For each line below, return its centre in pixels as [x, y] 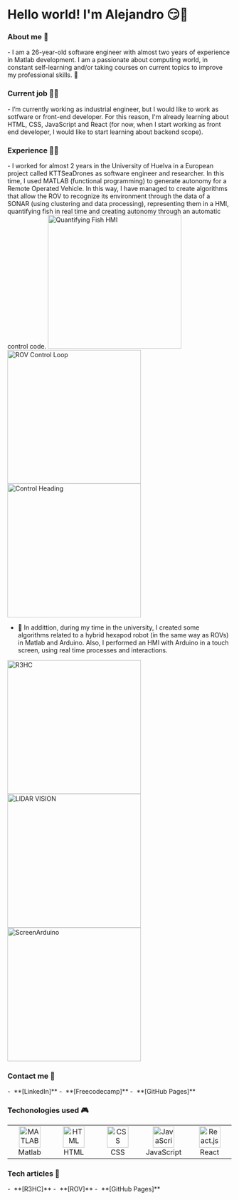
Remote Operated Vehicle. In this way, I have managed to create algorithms [117, 189]
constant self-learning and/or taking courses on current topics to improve [115, 68]
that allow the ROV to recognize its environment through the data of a [109, 196]
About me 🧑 [28, 37]
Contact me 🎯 [31, 1076]
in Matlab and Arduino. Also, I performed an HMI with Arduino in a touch [123, 643]
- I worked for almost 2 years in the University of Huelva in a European [111, 166]
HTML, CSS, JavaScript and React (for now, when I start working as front [115, 124]
